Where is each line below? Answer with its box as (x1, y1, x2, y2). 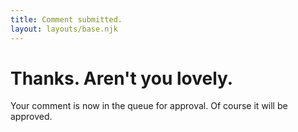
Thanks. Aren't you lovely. (10, 67, 234, 90)
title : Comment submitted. (10, 14, 123, 25)
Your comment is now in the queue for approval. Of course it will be (10, 100, 288, 112)
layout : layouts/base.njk (10, 24, 118, 34)
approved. (10, 111, 53, 123)
